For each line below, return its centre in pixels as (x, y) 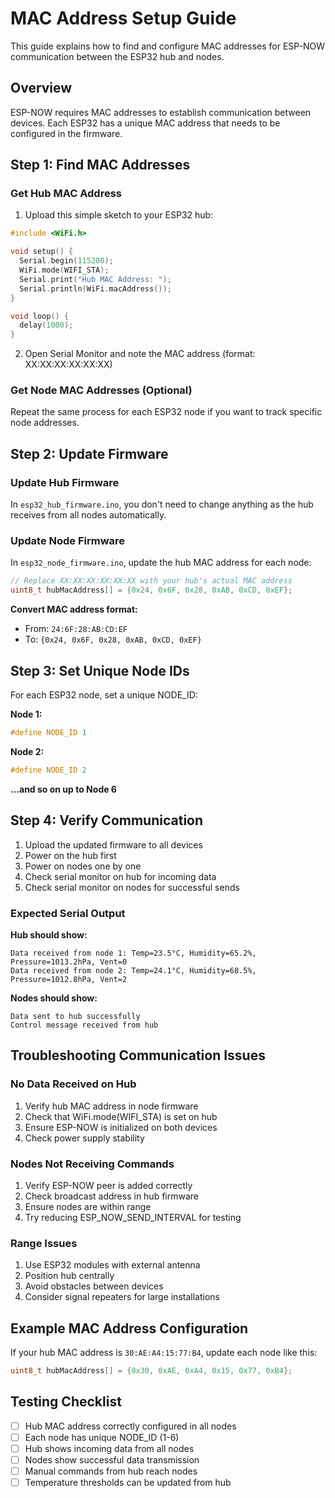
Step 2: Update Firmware (89, 453)
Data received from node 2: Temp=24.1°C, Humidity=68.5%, (133, 970)
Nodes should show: (54, 998)
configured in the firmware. (66, 133)
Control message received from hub (84, 1025)
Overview (41, 88)
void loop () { (40, 316)
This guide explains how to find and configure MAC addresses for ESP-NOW (168, 46)
